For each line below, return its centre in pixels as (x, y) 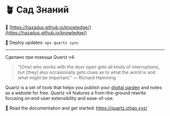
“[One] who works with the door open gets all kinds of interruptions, (89, 67)
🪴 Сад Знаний (37, 10)
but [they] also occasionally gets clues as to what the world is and (87, 72)
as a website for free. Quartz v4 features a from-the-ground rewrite (76, 93)
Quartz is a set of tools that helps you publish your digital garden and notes (83, 87)
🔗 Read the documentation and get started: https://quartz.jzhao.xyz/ (76, 108)
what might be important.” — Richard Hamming (67, 78)
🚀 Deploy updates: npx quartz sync (42, 42)
